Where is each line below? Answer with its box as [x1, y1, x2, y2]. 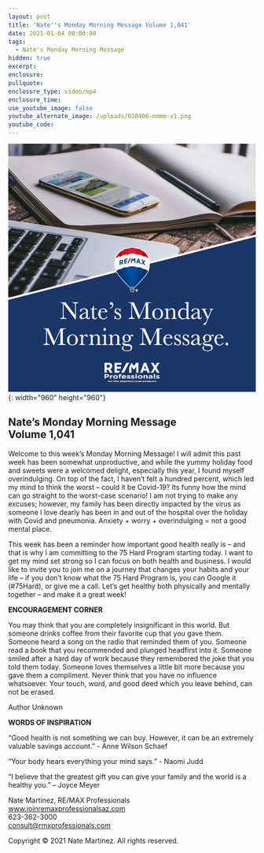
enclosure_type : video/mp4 [8, 87, 97, 95]
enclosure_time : [8, 95, 61, 104]
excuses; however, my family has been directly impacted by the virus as [8, 499, 241, 508]
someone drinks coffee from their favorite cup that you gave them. [8, 629, 224, 638]
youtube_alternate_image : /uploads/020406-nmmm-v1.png [8, 113, 192, 121]
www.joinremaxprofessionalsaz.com [8, 803, 126, 813]
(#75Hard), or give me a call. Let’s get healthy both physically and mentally [8, 581, 250, 591]
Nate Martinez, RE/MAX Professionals [8, 796, 130, 805]
